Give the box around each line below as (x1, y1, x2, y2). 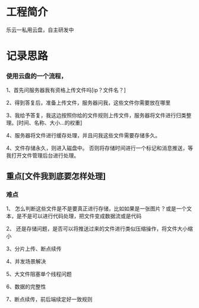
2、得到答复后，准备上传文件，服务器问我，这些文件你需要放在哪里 (6, 99, 171, 106)
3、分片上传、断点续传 (6, 245, 62, 253)
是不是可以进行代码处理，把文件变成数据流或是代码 (16, 212, 141, 220)
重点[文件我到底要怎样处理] (6, 171, 106, 181)
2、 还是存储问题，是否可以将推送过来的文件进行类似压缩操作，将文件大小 (6, 225, 188, 232)
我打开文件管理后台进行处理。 (6, 152, 79, 159)
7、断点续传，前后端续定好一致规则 (6, 296, 93, 303)
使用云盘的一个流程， (6, 72, 67, 80)
